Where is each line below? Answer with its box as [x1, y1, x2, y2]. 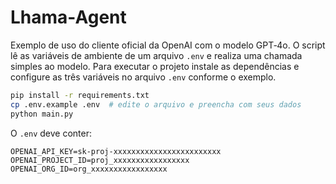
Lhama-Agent [10, 6, 127, 29]
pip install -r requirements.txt [10, 90, 150, 100]
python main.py [10, 109, 74, 119]
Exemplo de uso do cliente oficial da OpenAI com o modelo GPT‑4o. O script [10, 39, 326, 51]
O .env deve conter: [10, 127, 92, 139]
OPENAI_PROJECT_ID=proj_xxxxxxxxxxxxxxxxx [10, 155, 190, 165]
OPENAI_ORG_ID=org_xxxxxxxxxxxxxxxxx [10, 164, 168, 174]
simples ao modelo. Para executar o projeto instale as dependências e [10, 60, 300, 72]
